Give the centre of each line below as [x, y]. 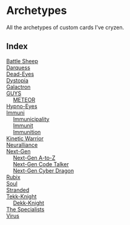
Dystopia [18, 80]
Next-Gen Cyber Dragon [44, 170]
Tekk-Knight [21, 196]
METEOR [24, 99]
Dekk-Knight [28, 203]
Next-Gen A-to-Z [34, 158]
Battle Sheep [22, 61]
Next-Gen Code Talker [41, 164]
